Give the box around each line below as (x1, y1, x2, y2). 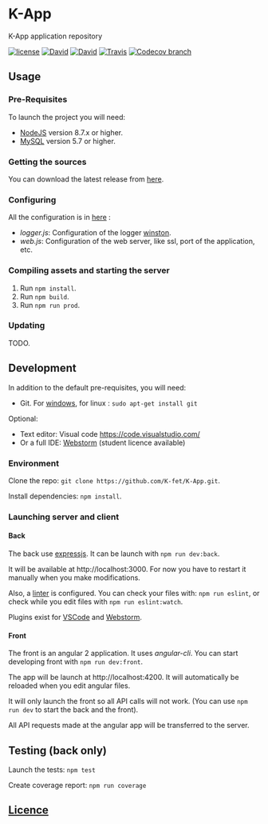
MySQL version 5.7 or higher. (19, 136, 116, 146)
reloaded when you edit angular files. (8, 681, 131, 690)
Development (8, 362, 77, 375)
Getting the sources (8, 156, 87, 167)
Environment (8, 458, 60, 469)
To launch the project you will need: (8, 112, 126, 122)
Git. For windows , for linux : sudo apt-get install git (19, 398, 198, 408)
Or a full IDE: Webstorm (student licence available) (19, 438, 186, 447)
